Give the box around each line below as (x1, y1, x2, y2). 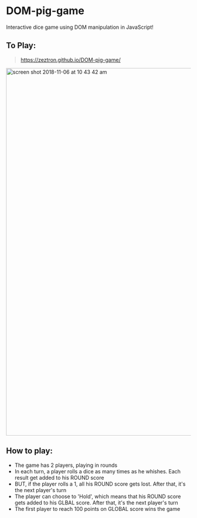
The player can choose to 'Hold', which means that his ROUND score (14, 493, 181, 500)
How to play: (6, 446, 53, 456)
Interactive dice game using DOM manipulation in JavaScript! (6, 24, 154, 31)
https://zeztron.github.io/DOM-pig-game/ (20, 56, 121, 63)
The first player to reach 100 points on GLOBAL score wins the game (14, 505, 181, 512)
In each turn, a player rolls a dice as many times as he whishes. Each (14, 467, 181, 474)
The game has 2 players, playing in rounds (14, 462, 118, 469)
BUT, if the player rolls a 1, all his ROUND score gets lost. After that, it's (14, 480, 186, 487)
